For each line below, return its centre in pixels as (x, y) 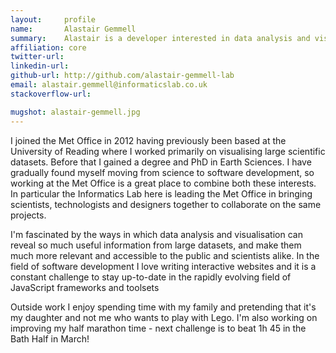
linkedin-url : (40, 66)
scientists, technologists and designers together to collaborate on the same (166, 204)
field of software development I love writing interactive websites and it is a (163, 266)
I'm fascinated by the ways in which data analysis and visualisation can (156, 234)
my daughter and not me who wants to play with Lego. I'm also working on (164, 317)
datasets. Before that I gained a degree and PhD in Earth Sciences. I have (161, 162)
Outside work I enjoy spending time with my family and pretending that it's (163, 307)
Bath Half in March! (50, 338)
